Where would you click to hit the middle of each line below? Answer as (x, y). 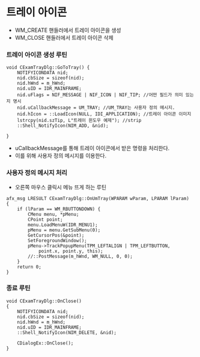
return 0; (29, 267)
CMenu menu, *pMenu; (53, 214)
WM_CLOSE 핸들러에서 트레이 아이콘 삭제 (64, 37)
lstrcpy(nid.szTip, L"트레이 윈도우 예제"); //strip (79, 121)
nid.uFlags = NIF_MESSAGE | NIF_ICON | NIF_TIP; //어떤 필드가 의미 (100, 95)
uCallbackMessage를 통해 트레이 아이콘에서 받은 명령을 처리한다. (92, 148)
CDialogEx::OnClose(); (45, 343)
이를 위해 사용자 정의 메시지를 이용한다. (61, 156)
